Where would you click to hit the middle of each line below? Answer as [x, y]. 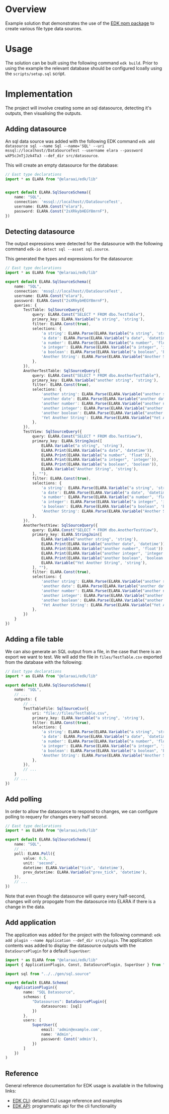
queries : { [26, 305]
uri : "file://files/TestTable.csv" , [70, 713]
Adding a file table [34, 639]
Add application [31, 923]
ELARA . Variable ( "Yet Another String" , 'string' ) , [94, 563]
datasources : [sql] [61, 1006]
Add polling [24, 799]
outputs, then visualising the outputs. [44, 113]
